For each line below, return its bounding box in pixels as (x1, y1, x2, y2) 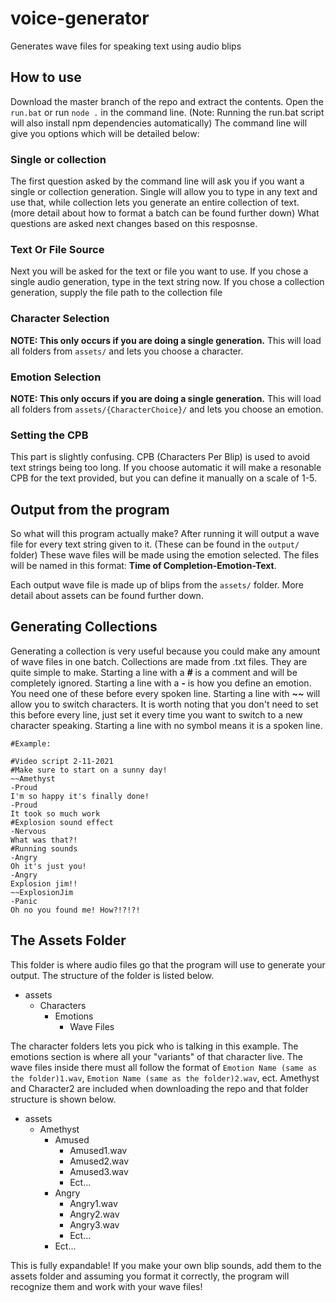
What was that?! (10, 835, 78, 845)
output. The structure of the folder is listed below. (10, 969, 215, 981)
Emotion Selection (10, 370, 102, 384)
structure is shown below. (10, 1093, 117, 1105)
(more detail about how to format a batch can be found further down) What (10, 207, 320, 219)
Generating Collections (10, 618, 158, 636)
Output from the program (10, 501, 170, 518)
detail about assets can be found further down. (10, 590, 204, 602)
